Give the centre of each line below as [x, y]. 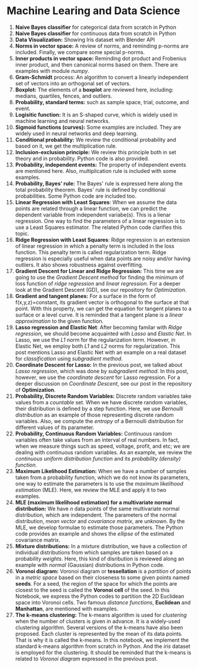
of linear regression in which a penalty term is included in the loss [95, 246]
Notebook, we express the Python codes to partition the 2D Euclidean [100, 596]
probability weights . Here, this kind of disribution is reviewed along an [100, 559]
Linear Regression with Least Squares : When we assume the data [96, 202]
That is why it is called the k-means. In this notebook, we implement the [102, 640]
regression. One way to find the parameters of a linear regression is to [100, 221]
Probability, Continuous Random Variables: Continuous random [93, 433]
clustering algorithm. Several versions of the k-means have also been [99, 627]
